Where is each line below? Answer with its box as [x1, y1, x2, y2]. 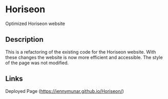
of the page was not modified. [5, 60, 69, 66]
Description [5, 35, 44, 44]
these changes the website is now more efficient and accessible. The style [5, 54, 163, 60]
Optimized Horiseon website [5, 20, 66, 27]
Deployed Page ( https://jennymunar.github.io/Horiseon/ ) [5, 88, 124, 94]
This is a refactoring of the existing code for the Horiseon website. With [5, 48, 156, 55]
